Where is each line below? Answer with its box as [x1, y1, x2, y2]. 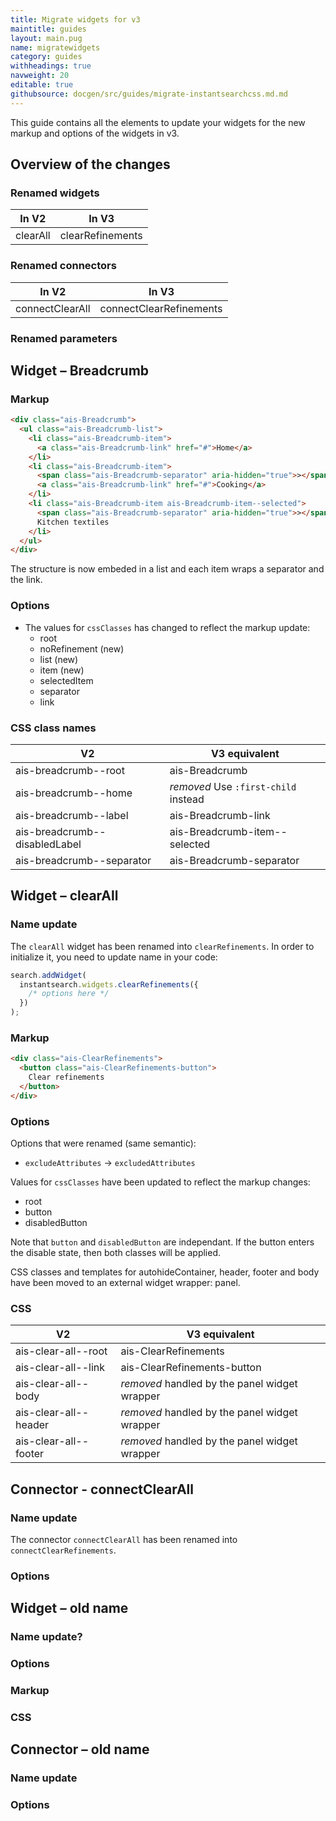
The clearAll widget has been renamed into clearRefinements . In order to [10, 940, 315, 952]
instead [169, 792, 205, 806]
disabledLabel [15, 837, 82, 851]
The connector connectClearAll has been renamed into [10, 1533, 238, 1545]
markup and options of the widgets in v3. [10, 127, 180, 139]
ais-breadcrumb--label [15, 808, 129, 822]
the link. [10, 574, 43, 586]
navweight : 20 [10, 71, 70, 81]
